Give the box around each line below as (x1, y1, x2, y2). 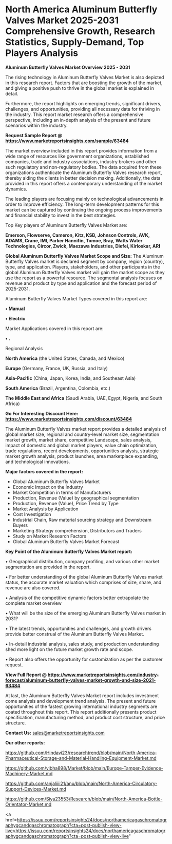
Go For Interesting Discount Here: (5, 410, 79, 416)
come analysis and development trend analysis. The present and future (5, 698, 156, 704)
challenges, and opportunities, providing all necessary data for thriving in (5, 106, 160, 112)
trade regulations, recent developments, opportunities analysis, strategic (5, 448, 159, 454)
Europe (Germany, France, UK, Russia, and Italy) (5, 365, 108, 371)
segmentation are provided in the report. (5, 564, 91, 570)
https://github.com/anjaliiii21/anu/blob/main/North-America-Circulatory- (5, 780, 158, 787)
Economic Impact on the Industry (12, 484, 83, 490)
